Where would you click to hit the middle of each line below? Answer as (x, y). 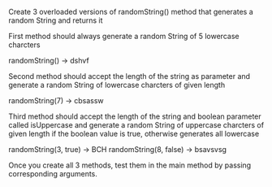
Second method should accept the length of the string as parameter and (129, 76)
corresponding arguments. (53, 174)
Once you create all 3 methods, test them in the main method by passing (130, 165)
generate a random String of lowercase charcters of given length (117, 85)
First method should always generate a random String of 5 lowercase (124, 36)
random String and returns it (56, 20)
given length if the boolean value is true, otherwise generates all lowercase (134, 134)
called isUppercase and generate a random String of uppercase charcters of (136, 125)
